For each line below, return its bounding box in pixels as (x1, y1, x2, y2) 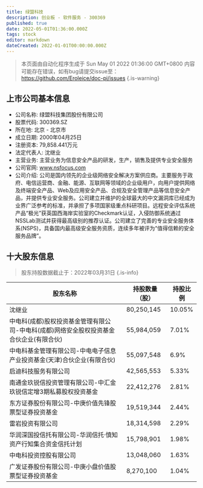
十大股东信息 (6, 252, 54, 262)
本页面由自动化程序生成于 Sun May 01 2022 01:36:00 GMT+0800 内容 (21, 60, 195, 67)
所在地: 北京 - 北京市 (14, 125, 66, 133)
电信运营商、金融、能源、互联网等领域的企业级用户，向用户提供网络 (25, 179, 195, 186)
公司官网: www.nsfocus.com (14, 164, 86, 171)
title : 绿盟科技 (6, 8, 43, 15)
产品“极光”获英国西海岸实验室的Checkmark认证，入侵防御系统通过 (14, 209, 181, 216)
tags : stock (6, 32, 36, 38)
